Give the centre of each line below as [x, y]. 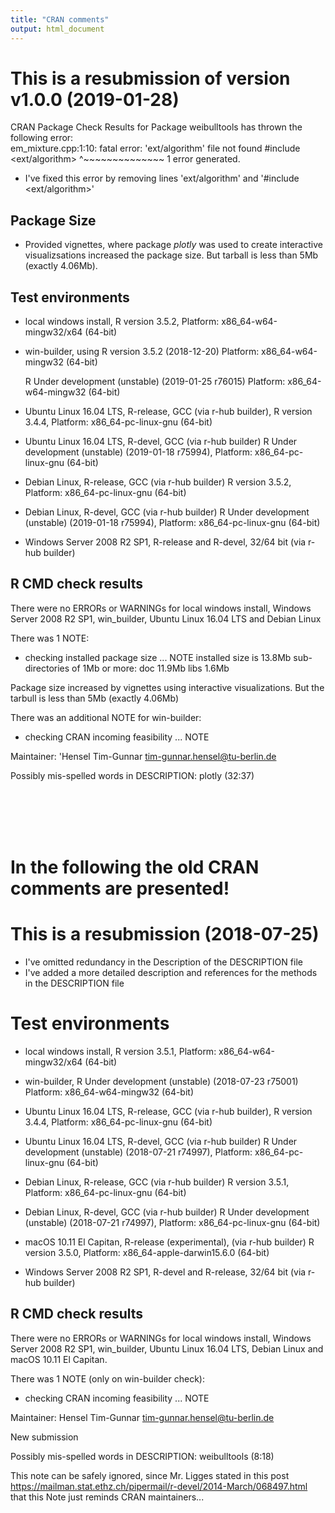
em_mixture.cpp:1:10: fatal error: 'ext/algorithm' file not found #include [155, 148]
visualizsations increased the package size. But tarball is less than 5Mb [171, 255]
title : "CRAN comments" [60, 19]
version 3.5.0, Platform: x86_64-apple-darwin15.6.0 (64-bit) [147, 1252]
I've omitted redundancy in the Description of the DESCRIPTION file [163, 962]
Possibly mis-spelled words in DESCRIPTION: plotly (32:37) [132, 775]
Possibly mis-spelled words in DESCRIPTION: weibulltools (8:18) [142, 1456]
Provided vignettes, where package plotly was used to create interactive [173, 245]
